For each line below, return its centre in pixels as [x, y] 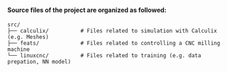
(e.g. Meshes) [28, 37]
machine [19, 49]
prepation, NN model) [39, 62]
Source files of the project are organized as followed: [87, 10]
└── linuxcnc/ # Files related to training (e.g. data [104, 56]
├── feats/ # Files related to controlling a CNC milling [114, 43]
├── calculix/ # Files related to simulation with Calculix [112, 31]
